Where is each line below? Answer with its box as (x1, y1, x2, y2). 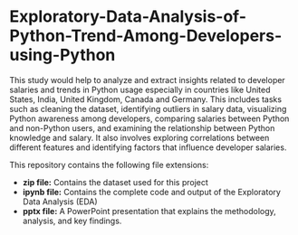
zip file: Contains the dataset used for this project (22, 176, 208, 187)
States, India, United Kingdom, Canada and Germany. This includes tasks (9, 93, 283, 105)
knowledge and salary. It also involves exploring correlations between (9, 132, 270, 143)
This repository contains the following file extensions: (9, 159, 209, 170)
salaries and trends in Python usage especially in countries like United (9, 84, 271, 95)
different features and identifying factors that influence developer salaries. (9, 142, 287, 153)
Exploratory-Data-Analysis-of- (9, 6, 247, 27)
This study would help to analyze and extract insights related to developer (9, 74, 285, 85)
